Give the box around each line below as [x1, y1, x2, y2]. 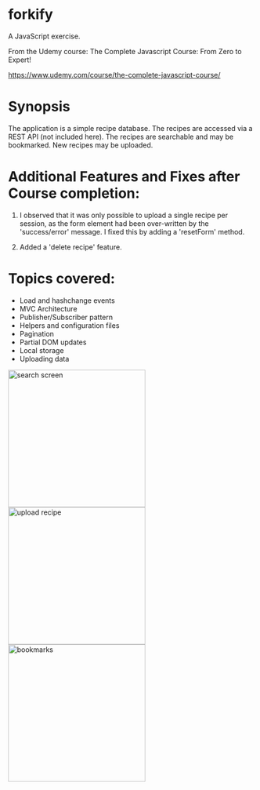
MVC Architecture [19, 304, 78, 313]
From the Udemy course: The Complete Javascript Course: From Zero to [8, 46, 242, 56]
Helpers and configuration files [19, 320, 120, 330]
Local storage [19, 345, 64, 355]
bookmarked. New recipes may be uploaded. [8, 140, 153, 150]
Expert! [8, 55, 31, 64]
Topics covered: [8, 270, 116, 287]
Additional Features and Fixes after [8, 168, 240, 186]
